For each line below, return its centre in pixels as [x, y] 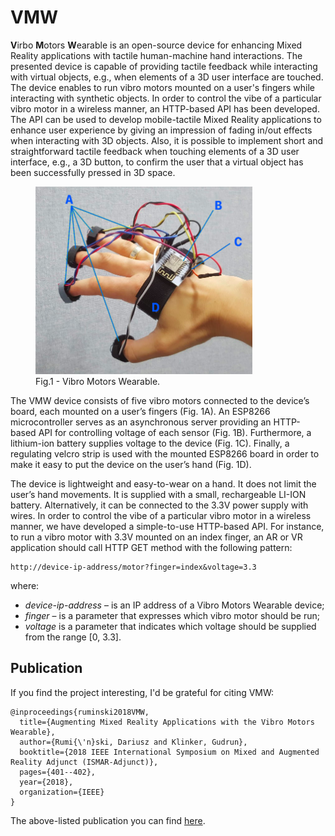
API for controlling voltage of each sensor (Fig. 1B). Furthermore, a [175, 432]
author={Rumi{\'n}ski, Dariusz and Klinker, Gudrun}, [133, 742]
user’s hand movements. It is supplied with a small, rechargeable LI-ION [158, 494]
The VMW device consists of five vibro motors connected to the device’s [160, 400]
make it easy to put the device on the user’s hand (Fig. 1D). [131, 464]
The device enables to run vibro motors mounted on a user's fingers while [163, 87]
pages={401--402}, [58, 772]
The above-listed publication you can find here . [108, 820]
